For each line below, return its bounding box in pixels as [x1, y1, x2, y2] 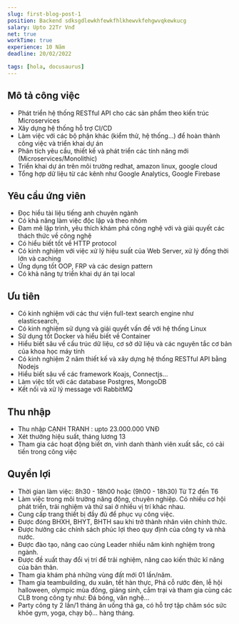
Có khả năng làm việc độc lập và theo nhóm [17, 216, 148, 225]
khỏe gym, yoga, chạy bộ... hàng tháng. [17, 608, 135, 617]
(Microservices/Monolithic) [17, 154, 98, 163]
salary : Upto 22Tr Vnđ [7, 24, 75, 31]
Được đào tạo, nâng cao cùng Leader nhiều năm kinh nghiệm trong [17, 540, 215, 548]
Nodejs [17, 362, 39, 371]
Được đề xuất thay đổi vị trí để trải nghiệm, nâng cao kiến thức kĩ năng [17, 555, 225, 564]
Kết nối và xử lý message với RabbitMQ [17, 385, 133, 393]
